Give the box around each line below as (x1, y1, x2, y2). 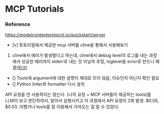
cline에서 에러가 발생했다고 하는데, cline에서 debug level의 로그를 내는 (12, 52, 148, 58)
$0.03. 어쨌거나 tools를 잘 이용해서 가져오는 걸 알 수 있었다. (5, 104, 119, 110)
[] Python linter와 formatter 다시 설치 (12, 81, 85, 87)
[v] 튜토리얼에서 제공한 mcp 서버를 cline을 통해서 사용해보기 (12, 42, 128, 48)
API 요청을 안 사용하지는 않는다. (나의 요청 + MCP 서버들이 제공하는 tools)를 (5, 91, 151, 97)
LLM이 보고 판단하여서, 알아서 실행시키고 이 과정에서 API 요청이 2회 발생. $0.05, (5, 98, 159, 104)
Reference (5, 21, 30, 28)
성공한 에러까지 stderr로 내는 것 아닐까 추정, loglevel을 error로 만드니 (21, 59, 155, 65)
